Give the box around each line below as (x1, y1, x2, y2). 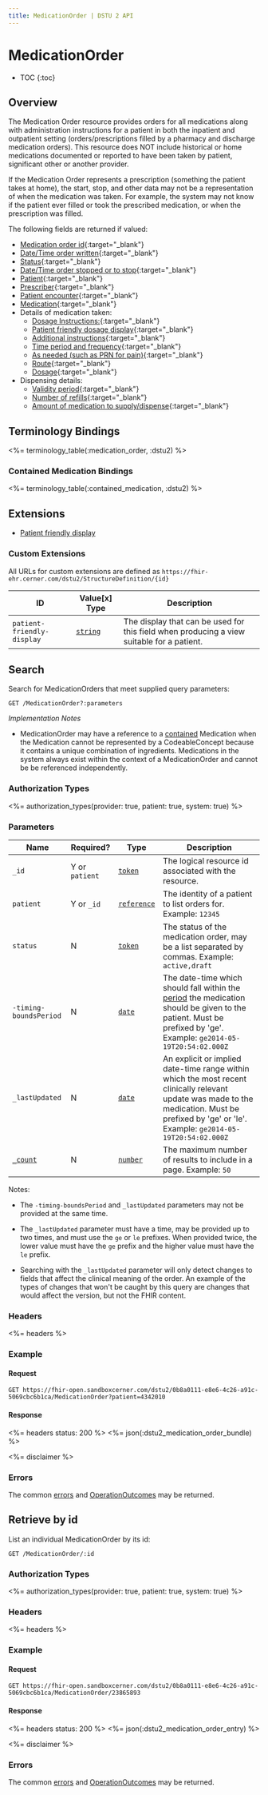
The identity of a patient (163, 888, 253, 899)
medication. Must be (163, 1103, 240, 1114)
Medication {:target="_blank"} (19, 299, 117, 309)
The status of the (163, 921, 227, 932)
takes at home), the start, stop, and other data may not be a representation (8, 183, 254, 193)
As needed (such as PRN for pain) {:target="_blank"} (31, 350, 203, 360)
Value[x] (79, 592, 113, 604)
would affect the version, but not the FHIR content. (19, 1290, 186, 1300)
